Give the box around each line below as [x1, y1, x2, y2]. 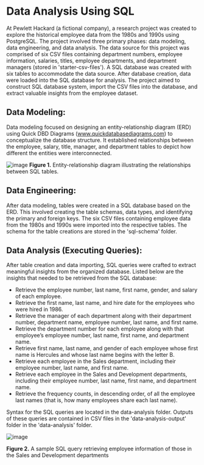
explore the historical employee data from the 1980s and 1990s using [6, 31, 180, 38]
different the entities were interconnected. [6, 149, 112, 156]
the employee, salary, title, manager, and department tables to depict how [6, 142, 192, 150]
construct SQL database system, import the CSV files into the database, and [6, 82, 198, 90]
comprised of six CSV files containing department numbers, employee [6, 50, 183, 57]
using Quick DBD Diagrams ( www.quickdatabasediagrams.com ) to [6, 130, 173, 137]
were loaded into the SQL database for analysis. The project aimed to [6, 76, 180, 84]
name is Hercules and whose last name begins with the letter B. [15, 351, 175, 359]
